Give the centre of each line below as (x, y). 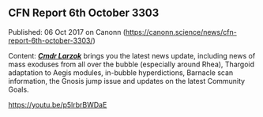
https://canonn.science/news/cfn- (181, 32)
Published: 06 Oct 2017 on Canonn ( (67, 32)
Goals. (19, 89)
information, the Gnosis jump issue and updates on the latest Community (127, 81)
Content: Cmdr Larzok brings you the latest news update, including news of (132, 55)
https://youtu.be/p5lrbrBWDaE (58, 104)
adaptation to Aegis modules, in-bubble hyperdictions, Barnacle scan (121, 72)
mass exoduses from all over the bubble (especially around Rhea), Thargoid (131, 64)
